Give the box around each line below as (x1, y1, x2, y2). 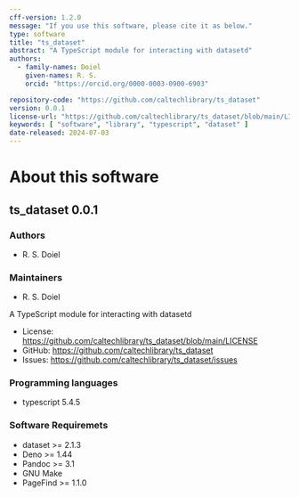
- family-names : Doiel (17, 63, 101, 72)
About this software (9, 167, 159, 187)
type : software (9, 29, 66, 38)
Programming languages (9, 377, 118, 389)
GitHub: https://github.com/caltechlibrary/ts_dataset (21, 345, 214, 356)
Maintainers (9, 271, 63, 283)
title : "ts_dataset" (9, 37, 86, 47)
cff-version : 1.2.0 (9, 12, 82, 22)
